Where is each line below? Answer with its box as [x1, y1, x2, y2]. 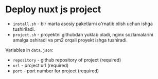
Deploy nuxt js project [5, 4, 101, 15]
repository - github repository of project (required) [12, 56, 121, 63]
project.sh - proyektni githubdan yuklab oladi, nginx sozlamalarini [12, 31, 153, 37]
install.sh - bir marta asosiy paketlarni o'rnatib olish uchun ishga [12, 21, 153, 27]
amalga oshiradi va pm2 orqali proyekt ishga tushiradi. [12, 37, 128, 43]
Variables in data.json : [5, 47, 54, 53]
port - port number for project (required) [12, 68, 99, 74]
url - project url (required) [12, 62, 69, 68]
